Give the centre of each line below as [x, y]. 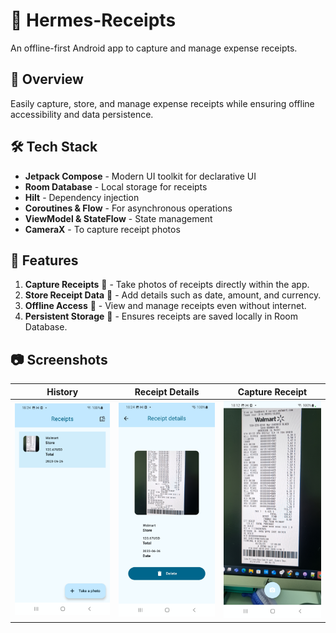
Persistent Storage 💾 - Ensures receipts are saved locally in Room [161, 316]
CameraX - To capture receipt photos [102, 229]
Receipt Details [167, 391]
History [62, 391]
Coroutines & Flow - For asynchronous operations [128, 208]
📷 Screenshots [59, 359]
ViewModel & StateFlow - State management [118, 218]
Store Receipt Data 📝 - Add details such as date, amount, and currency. [173, 295]
